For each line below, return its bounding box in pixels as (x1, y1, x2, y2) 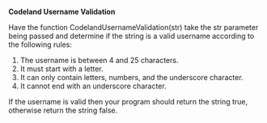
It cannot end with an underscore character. (19, 81, 167, 91)
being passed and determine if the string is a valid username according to (8, 32, 255, 40)
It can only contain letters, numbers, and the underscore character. (19, 73, 244, 82)
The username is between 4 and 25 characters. (19, 56, 179, 65)
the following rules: (8, 40, 73, 49)
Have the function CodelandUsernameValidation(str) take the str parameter (8, 23, 259, 32)
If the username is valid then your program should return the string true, (8, 97, 248, 106)
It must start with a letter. (19, 64, 104, 74)
